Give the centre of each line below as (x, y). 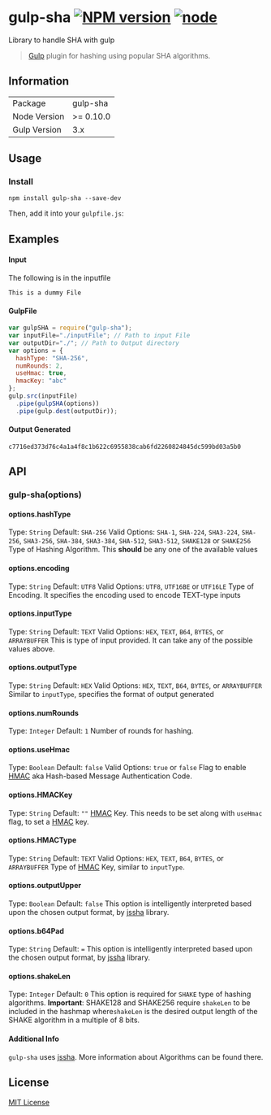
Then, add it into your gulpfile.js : (66, 213)
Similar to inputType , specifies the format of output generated (112, 695)
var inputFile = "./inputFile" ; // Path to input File (99, 336)
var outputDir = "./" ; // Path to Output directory (94, 343)
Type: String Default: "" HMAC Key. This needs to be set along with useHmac (135, 812)
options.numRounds (44, 712)
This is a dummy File (45, 293)
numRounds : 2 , (39, 366)
